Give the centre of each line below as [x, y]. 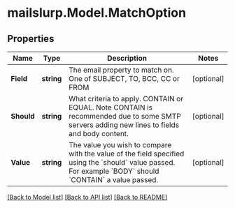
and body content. [99, 134]
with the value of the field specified [127, 154]
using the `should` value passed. [122, 162]
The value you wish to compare [120, 145]
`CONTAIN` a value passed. [114, 180]
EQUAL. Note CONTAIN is [111, 107]
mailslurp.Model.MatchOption [97, 13]
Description [127, 58]
